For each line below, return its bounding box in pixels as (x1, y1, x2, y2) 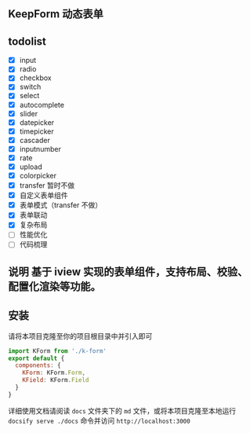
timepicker (19, 127, 54, 136)
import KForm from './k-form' (8, 347, 107, 355)
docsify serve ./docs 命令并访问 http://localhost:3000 (8, 416, 190, 425)
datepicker (19, 117, 55, 127)
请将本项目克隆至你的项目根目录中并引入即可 (8, 331, 153, 340)
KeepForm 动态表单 (8, 7, 103, 21)
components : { (15, 361, 61, 369)
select (19, 91, 40, 101)
